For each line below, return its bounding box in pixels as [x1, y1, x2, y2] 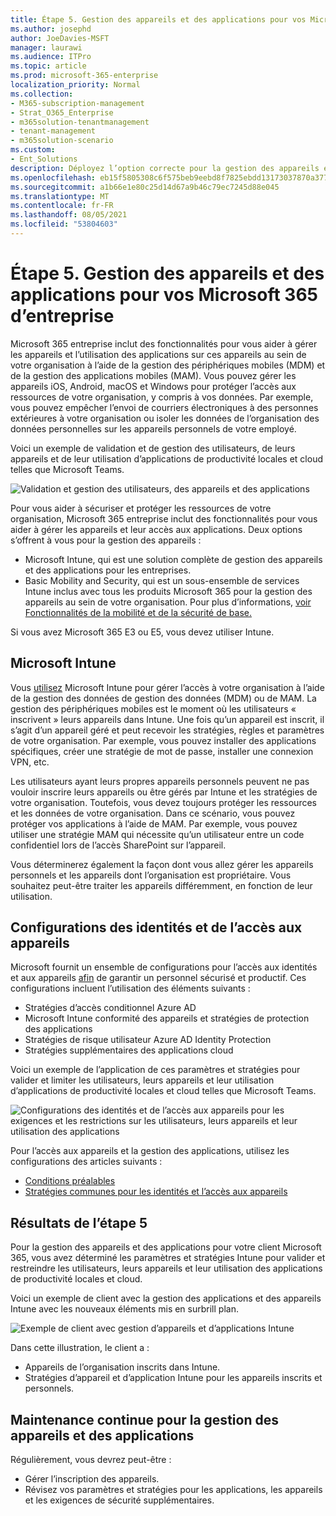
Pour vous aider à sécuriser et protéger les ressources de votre [10, 502, 272, 514]
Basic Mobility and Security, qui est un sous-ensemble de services [24, 574, 300, 586]
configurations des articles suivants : [10, 1156, 163, 1168]
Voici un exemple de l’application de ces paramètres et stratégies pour [10, 1064, 301, 1076]
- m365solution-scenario [10, 136, 114, 146]
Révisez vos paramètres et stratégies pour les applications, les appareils [24, 1484, 323, 1496]
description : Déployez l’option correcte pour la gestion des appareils [10, 163, 320, 173]
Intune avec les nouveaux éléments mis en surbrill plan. [10, 1303, 239, 1315]
